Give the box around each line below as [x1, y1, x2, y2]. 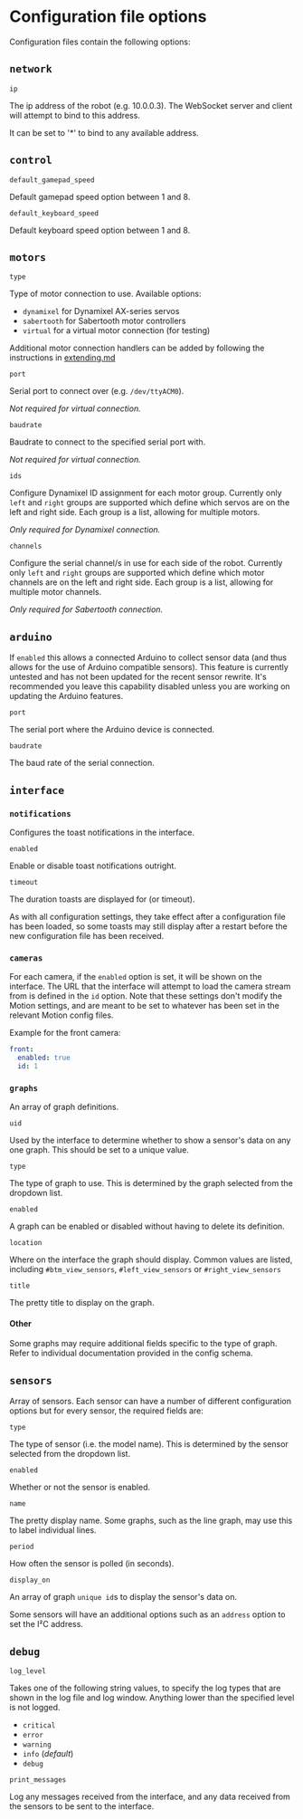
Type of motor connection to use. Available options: [9, 288, 202, 300]
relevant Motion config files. [9, 1010, 114, 1020]
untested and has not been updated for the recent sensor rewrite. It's [9, 672, 267, 683]
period [9, 1542, 34, 1552]
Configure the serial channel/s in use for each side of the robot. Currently [9, 558, 283, 569]
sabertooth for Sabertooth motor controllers [22, 315, 186, 327]
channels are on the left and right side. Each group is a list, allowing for [9, 577, 274, 588]
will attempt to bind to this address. [9, 110, 140, 120]
